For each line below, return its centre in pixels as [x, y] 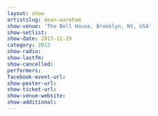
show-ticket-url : [32, 89]
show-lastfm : [26, 58]
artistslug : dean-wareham [44, 20]
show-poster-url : [32, 83]
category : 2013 [29, 45]
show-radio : [24, 52]
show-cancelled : [30, 64]
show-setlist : [27, 32]
